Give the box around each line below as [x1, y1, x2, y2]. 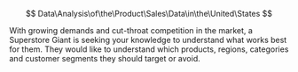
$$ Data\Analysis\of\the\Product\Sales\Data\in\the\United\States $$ [25, 9, 273, 18]
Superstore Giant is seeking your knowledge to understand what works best [9, 35, 287, 45]
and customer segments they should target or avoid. [9, 54, 201, 63]
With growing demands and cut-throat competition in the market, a [9, 25, 253, 35]
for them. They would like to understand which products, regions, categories [9, 44, 289, 54]
